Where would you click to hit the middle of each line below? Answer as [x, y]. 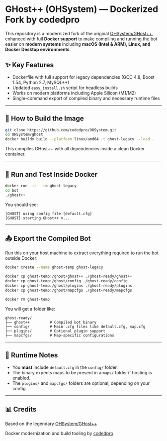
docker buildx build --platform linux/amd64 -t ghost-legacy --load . [80, 139]
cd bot [12, 190]
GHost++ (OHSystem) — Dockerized [82, 9]
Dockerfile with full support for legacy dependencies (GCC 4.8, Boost [83, 77]
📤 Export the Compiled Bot [48, 239]
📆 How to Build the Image [45, 119]
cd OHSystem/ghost [24, 135]
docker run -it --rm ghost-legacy [41, 186]
